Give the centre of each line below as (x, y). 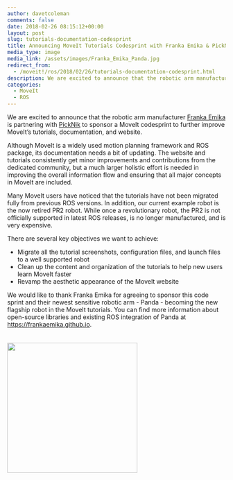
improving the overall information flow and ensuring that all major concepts (114, 175)
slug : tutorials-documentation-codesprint (69, 40)
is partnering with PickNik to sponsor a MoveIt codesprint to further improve (116, 125)
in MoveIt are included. (40, 182)
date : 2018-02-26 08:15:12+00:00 (55, 26)
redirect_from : (29, 65)
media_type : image (34, 53)
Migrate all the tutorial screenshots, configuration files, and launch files (119, 252)
